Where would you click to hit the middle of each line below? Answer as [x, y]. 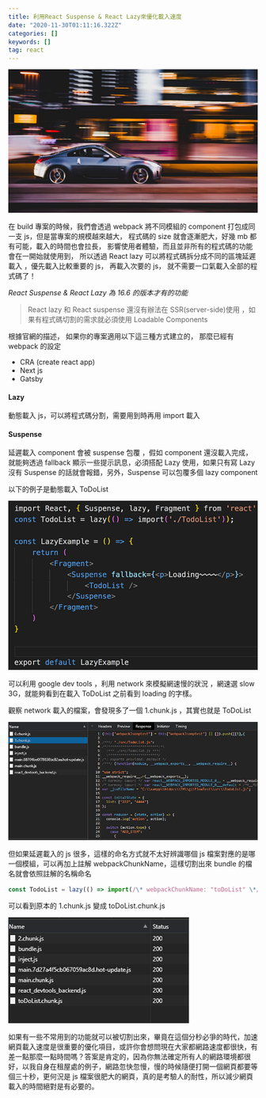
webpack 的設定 [35, 346]
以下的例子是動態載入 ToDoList [59, 489]
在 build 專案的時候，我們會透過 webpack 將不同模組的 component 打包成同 [132, 226]
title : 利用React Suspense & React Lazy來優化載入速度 [95, 17]
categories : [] [33, 33]
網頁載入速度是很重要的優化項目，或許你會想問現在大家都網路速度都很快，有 [133, 1047]
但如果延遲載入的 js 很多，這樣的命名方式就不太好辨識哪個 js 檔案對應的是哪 [132, 854]
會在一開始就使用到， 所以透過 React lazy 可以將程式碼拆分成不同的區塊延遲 [132, 256]
